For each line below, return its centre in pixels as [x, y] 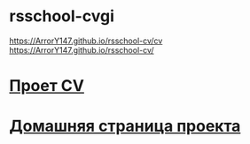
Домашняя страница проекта [125, 126]
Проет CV [47, 86]
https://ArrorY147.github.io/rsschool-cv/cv [86, 41]
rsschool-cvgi [62, 16]
